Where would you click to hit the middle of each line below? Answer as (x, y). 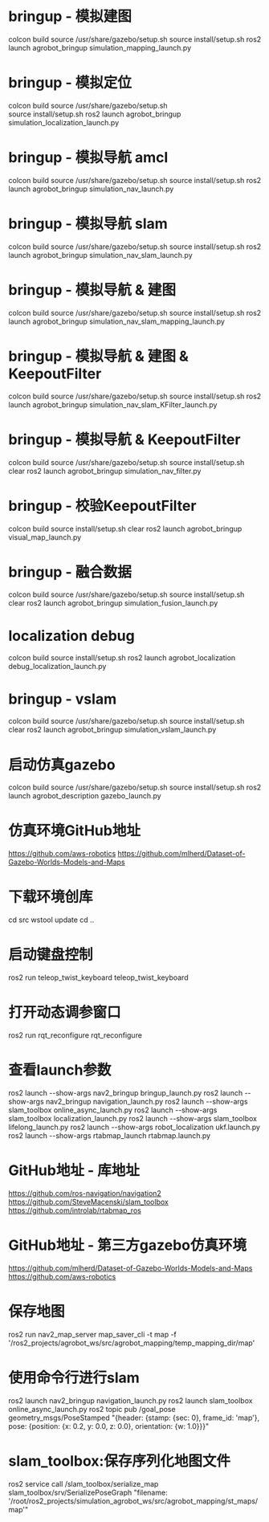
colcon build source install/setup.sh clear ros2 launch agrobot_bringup (125, 528)
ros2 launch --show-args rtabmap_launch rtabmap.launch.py (110, 1135)
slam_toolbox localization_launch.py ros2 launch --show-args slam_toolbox (132, 1118)
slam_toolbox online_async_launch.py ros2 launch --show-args (113, 1110)
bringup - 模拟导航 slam (88, 224)
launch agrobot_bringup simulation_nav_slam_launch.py (100, 255)
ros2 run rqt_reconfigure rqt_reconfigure (75, 1035)
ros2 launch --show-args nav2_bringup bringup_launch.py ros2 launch (126, 1092)
